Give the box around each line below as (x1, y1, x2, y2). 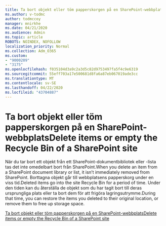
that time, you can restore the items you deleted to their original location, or (5, 195, 159, 201)
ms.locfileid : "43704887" (5, 90, 58, 95)
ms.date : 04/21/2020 (5, 26, 48, 31)
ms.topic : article (5, 35, 43, 40)
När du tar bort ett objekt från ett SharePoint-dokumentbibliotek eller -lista (5, 159, 157, 165)
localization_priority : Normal (5, 44, 70, 49)
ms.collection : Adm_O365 (5, 48, 56, 53)
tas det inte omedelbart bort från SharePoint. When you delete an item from (5, 164, 158, 170)
